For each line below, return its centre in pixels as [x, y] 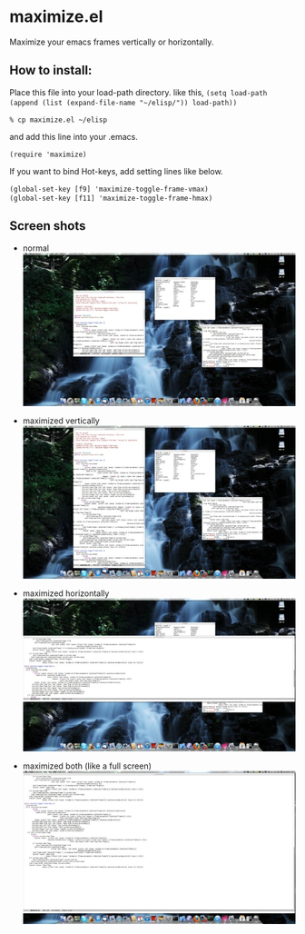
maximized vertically [61, 421]
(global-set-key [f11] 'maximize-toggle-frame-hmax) [111, 198]
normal [36, 248]
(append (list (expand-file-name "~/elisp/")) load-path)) [123, 103]
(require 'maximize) [49, 154]
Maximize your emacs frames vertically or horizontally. [112, 42]
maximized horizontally [66, 593]
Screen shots [48, 226]
